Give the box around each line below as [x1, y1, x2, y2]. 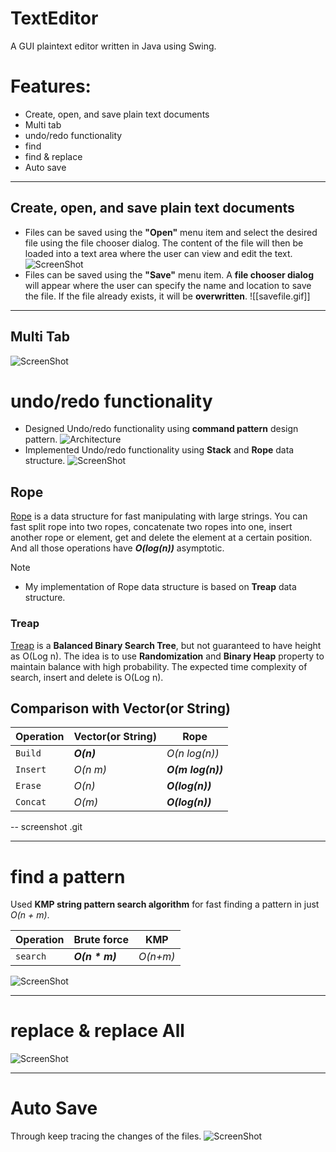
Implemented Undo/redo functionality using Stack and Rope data [24, 444, 295, 456]
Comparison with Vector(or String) [10, 700, 231, 717]
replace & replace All [10, 1020, 185, 1042]
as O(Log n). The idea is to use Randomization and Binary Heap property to [10, 650, 325, 662]
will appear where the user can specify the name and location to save [24, 279, 312, 291]
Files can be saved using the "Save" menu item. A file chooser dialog [24, 268, 314, 281]
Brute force [73, 933, 129, 947]
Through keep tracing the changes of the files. [10, 1130, 202, 1142]
